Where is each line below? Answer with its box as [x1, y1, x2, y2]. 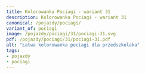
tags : [6, 48, 20, 54]
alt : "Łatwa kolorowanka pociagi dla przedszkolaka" [6, 42, 140, 48]
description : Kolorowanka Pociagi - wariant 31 [6, 14, 127, 20]
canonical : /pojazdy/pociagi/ [6, 20, 82, 26]
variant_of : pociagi [6, 25, 58, 32]
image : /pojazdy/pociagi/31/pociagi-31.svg [6, 31, 116, 37]
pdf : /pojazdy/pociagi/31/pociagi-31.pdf [6, 36, 111, 42]
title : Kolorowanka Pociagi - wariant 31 [6, 8, 111, 15]
